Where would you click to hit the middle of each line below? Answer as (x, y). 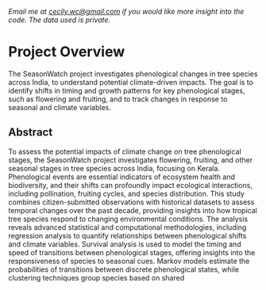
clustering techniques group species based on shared (96, 277)
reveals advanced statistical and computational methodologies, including (127, 227)
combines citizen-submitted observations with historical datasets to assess (131, 202)
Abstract (31, 133)
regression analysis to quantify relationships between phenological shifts (127, 235)
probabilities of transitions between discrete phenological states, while (124, 269)
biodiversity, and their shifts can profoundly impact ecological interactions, (130, 185)
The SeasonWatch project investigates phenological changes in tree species (133, 74)
